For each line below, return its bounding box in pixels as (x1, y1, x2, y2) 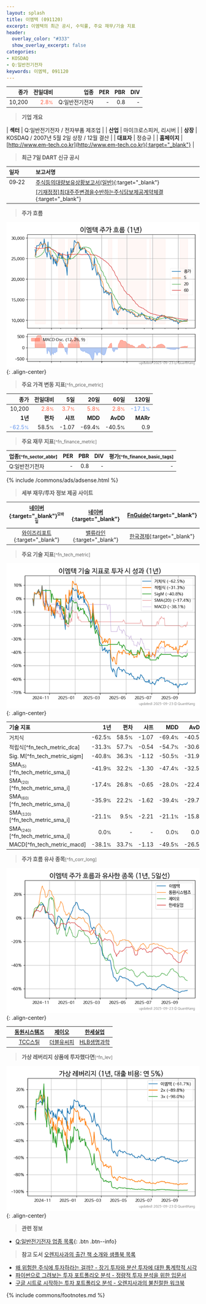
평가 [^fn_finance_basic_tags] (109, 452, 174, 460)
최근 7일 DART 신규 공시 (21, 154, 80, 161)
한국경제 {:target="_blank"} (129, 532, 195, 540)
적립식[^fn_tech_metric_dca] (9, 743, 80, 751)
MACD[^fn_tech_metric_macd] (9, 841, 86, 848)
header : (6, 30, 26, 36)
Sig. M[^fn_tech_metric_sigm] (9, 753, 84, 760)
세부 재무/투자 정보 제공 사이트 (21, 489, 93, 497)
